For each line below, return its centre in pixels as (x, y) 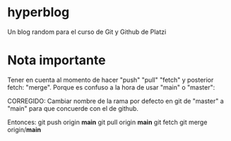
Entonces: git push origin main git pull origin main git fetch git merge (107, 122)
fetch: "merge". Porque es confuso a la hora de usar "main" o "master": (111, 87)
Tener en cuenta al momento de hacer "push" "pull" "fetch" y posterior (111, 80)
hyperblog (38, 12)
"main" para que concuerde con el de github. (73, 108)
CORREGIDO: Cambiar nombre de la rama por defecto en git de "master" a (115, 101)
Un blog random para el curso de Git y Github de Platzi (87, 32)
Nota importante (57, 60)
